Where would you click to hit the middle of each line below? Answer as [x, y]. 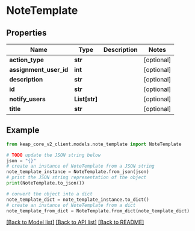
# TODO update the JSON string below [54, 155]
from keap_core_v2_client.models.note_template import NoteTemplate [94, 144]
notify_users [28, 99]
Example [23, 130]
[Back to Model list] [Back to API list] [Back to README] [75, 222]
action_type [26, 60]
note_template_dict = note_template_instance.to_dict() [78, 200]
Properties [26, 33]
